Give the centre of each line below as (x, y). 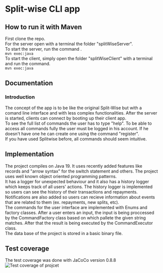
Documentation (29, 83)
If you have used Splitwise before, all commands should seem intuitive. (76, 139)
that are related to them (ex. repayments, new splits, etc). (62, 202)
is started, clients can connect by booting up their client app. (66, 118)
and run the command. (28, 64)
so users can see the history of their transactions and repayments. (72, 192)
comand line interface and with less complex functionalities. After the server (81, 113)
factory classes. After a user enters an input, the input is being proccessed (80, 213)
